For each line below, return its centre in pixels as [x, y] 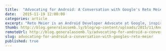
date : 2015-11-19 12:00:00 [35, 14]
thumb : [12, 28]
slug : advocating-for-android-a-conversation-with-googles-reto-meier [79, 37]
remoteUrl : [16, 32]
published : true [22, 41]
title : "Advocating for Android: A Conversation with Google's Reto [78, 9]
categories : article [26, 18]
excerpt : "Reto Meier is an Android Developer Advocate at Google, [76, 23]
